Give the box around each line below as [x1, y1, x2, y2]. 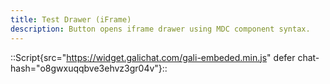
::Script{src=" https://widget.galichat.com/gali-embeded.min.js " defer [10, 51, 296, 63]
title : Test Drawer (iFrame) [10, 14, 132, 25]
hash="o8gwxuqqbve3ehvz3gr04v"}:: [10, 62, 168, 74]
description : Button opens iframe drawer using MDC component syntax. [10, 24, 311, 34]
